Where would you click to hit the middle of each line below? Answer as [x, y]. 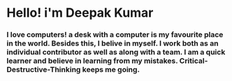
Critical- [194, 61]
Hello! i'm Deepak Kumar [80, 13]
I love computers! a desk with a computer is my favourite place [115, 35]
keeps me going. [111, 70]
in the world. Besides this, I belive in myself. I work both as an [113, 43]
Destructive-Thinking [44, 70]
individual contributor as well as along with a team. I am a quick [116, 52]
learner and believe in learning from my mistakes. [92, 61]
